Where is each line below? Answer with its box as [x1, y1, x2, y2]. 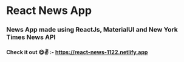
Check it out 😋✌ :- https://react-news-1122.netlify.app [6, 48, 148, 55]
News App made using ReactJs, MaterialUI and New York [6, 26, 178, 34]
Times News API [6, 33, 56, 41]
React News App [6, 4, 92, 18]
